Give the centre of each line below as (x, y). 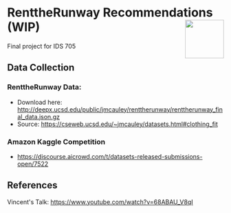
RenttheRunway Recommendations (110, 13)
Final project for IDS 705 (42, 46)
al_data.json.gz (38, 116)
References (32, 185)
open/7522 (33, 164)
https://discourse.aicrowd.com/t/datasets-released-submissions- (110, 156)
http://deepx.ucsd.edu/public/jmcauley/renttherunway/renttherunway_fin (120, 109)
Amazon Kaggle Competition (56, 142)
